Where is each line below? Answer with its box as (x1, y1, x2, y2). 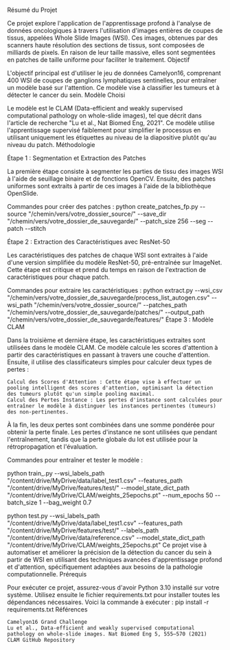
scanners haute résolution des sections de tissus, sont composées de (7, 41, 205, 49)
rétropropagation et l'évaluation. (7, 442, 98, 451)
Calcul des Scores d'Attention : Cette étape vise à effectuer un (7, 379, 201, 385)
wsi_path (7, 301, 33, 309)
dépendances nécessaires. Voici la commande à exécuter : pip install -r (7, 598, 209, 606)
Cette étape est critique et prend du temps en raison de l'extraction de (7, 266, 207, 273)
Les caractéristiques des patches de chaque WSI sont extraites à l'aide (7, 251, 208, 259)
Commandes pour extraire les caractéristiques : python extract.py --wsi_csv (7, 287, 223, 294)
